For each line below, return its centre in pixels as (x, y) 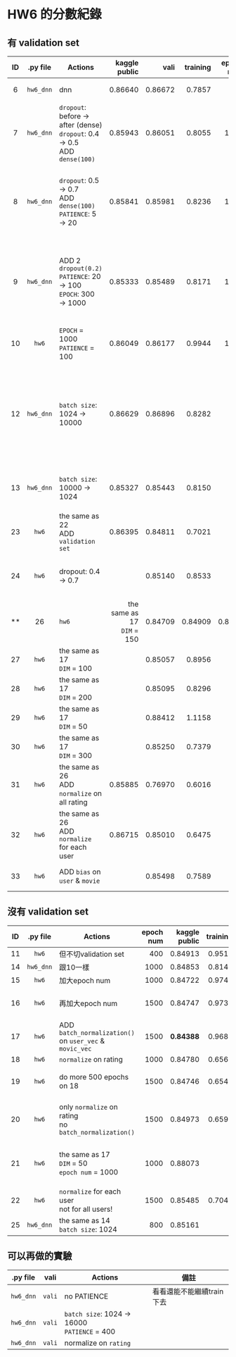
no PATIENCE (86, 1296)
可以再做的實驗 (40, 1256)
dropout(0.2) (81, 268)
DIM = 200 (76, 697)
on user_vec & (82, 1041)
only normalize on (88, 1107)
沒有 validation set (48, 912)
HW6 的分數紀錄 (54, 14)
